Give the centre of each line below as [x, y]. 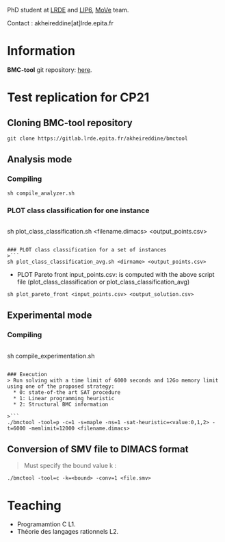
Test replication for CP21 [78, 98]
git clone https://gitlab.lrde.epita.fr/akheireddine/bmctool [97, 138]
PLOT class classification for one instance [78, 210]
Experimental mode [50, 316]
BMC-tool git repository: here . [50, 70]
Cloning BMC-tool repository [70, 123]
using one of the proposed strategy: [61, 386]
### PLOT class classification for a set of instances [87, 249]
